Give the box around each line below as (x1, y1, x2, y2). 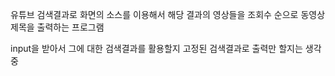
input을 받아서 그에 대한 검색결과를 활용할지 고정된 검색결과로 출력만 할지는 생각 (10, 43, 322, 54)
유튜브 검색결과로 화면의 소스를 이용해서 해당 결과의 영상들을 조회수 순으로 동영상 (10, 9, 326, 20)
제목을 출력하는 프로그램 (10, 21, 105, 33)
